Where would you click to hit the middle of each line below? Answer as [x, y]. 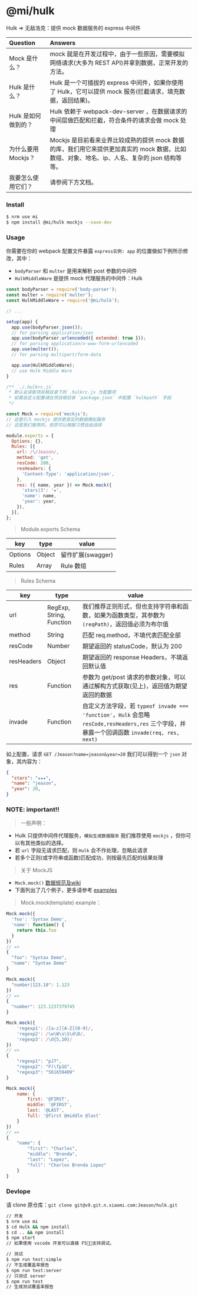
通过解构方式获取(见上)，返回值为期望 [135, 686]
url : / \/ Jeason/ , [38, 452]
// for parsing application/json [52, 333]
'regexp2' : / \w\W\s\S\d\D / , [51, 1034]
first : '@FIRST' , [48, 1099]
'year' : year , [39, 502]
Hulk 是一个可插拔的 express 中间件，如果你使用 [117, 83]
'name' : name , [39, 496]
